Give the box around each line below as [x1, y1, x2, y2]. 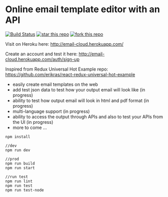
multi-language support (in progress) [12, 108, 90, 114]
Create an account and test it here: [5, 51, 78, 57]
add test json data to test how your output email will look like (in [12, 86, 146, 92]
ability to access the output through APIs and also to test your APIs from [12, 113, 163, 120]
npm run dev [5, 147, 30, 153]
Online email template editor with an [5, 4, 160, 15]
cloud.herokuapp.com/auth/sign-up [5, 56, 80, 62]
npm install [5, 134, 30, 139]
